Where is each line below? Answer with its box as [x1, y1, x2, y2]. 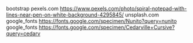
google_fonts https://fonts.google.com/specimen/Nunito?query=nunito [6, 18, 177, 24]
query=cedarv [6, 30, 41, 37]
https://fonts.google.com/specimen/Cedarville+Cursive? [39, 24, 175, 31]
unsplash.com [125, 11, 160, 18]
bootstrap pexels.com [6, 5, 59, 12]
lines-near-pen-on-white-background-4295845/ [6, 11, 124, 18]
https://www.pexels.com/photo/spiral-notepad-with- [59, 5, 187, 12]
